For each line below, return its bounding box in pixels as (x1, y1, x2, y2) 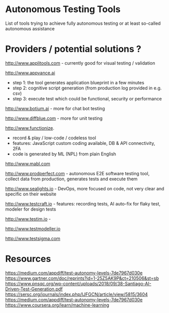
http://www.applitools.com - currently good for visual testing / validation (5, 60, 155, 66)
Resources (5, 253, 51, 265)
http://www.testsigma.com (5, 235, 61, 241)
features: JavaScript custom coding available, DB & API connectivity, (12, 140, 155, 146)
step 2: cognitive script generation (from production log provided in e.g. (12, 85, 162, 91)
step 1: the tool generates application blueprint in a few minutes (12, 79, 145, 85)
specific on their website (5, 191, 57, 197)
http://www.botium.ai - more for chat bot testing (5, 105, 105, 112)
